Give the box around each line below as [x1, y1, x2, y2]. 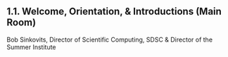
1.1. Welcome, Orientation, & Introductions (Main [6, 6, 222, 18]
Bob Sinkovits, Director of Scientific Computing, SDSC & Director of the [6, 35, 213, 44]
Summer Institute [6, 42, 57, 51]
